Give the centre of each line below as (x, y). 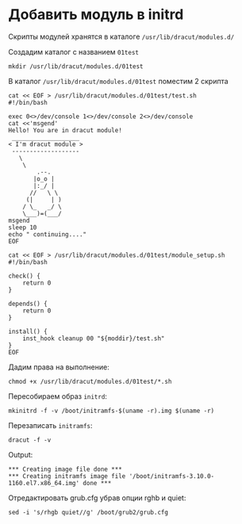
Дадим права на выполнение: (59, 367)
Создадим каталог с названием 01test (73, 52)
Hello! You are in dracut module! (65, 130)
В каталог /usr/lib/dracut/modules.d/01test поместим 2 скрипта (118, 81)
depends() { (28, 304)
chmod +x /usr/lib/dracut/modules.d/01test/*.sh (90, 381)
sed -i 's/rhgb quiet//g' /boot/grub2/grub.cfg (88, 512)
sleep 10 (23, 228)
